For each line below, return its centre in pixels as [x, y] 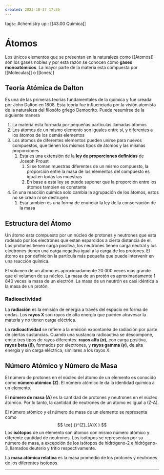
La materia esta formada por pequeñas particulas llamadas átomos [79, 125]
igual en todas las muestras [54, 177]
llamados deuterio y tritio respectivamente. [53, 448]
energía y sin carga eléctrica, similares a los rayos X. [58, 350]
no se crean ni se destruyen [40, 198]
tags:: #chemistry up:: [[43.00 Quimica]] [46, 24]
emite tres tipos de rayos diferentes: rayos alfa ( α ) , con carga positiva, [76, 340]
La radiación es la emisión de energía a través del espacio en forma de [76, 309]
